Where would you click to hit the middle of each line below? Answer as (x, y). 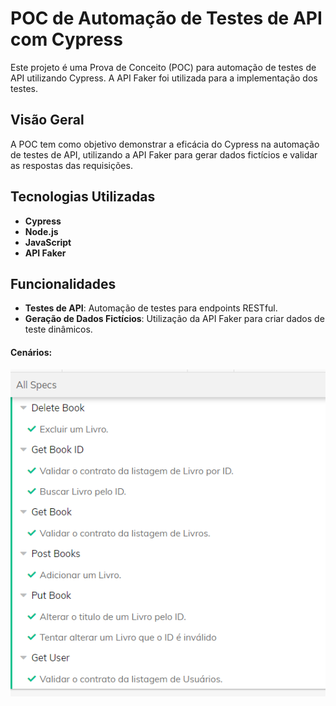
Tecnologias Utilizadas (83, 197)
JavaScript (48, 242)
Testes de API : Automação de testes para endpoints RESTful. (151, 308)
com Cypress (66, 39)
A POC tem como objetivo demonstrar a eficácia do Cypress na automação (165, 144)
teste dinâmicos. (58, 329)
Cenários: (31, 352)
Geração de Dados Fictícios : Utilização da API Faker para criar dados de (174, 319)
